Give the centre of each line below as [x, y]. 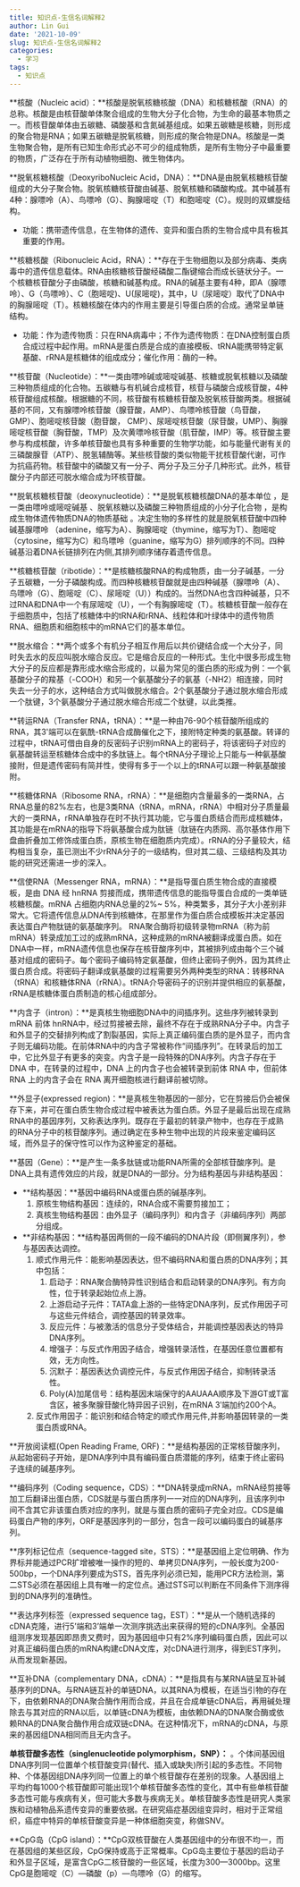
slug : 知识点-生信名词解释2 [55, 42]
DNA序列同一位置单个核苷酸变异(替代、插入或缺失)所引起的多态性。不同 [142, 1764]
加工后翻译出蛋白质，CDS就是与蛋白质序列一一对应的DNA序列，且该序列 [143, 1498]
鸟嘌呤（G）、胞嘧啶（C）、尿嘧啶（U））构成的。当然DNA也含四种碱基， [142, 593]
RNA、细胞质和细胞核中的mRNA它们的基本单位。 [100, 626]
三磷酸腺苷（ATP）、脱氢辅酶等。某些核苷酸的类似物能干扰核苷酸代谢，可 [144, 454]
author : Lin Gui [39, 26]
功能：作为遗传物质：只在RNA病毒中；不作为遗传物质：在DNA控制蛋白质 [156, 334]
